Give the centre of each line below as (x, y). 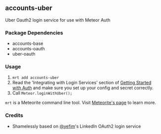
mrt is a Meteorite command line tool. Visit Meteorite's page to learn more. (81, 102)
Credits (14, 115)
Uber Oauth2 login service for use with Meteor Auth (58, 20)
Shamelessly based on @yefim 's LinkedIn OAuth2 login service (77, 126)
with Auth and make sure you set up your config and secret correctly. (83, 88)
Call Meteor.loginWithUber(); (42, 93)
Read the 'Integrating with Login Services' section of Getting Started (82, 83)
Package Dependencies (34, 33)
